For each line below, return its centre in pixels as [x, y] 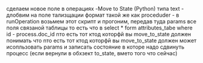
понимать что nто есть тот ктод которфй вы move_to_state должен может [101, 40]
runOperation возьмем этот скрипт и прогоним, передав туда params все [101, 21]
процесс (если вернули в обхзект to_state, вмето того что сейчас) [92, 53]
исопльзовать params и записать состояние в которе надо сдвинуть [95, 47]
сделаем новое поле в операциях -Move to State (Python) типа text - [95, 9]
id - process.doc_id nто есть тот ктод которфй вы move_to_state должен [99, 34]
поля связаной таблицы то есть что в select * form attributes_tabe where [99, 28]
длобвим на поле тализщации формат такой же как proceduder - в [93, 15]
